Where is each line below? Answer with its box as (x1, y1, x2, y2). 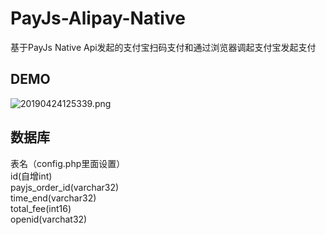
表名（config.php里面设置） (10, 157, 126, 169)
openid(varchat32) (10, 213, 88, 225)
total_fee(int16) (10, 202, 72, 214)
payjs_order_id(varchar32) (10, 181, 120, 193)
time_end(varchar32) (10, 192, 97, 204)
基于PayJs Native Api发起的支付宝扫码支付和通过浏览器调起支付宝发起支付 (10, 41, 317, 53)
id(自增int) (10, 170, 53, 182)
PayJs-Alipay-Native (10, 7, 186, 30)
